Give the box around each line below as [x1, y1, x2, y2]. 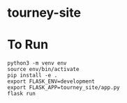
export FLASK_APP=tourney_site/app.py [7, 84, 120, 91]
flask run [7, 90, 36, 97]
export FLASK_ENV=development [7, 78, 96, 85]
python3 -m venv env [7, 60, 68, 67]
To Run [7, 37, 49, 53]
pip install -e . [7, 72, 58, 79]
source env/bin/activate [7, 66, 80, 73]
